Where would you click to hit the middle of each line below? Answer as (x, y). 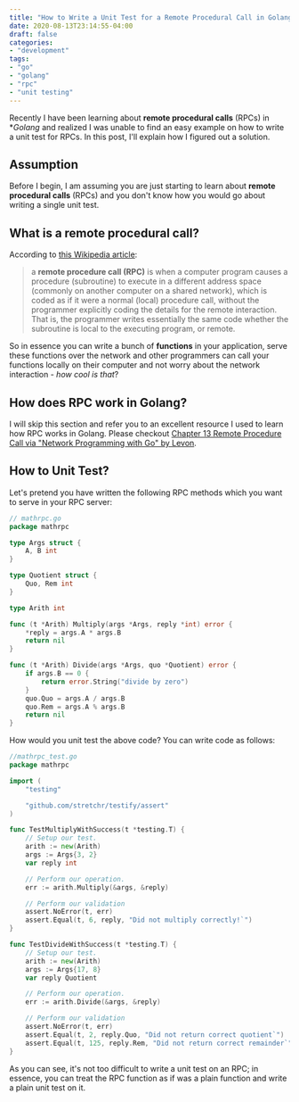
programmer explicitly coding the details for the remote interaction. (154, 310)
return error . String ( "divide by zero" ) (115, 682)
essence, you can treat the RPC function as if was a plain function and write (148, 1078)
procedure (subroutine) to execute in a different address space (146, 281)
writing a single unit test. (54, 205)
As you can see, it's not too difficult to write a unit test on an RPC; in (134, 1068)
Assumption (44, 165)
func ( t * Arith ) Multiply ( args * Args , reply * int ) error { (121, 624)
